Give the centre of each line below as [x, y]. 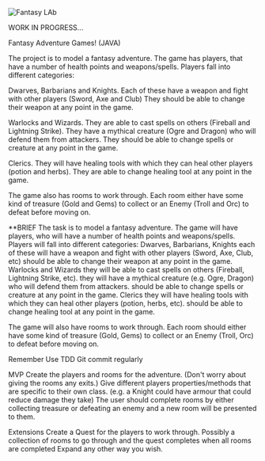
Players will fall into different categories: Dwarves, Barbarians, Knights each [132, 244]
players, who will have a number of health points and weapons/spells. [122, 236]
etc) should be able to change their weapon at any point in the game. [121, 261]
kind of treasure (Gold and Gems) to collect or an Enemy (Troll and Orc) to [129, 204]
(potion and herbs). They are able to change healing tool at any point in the [130, 171]
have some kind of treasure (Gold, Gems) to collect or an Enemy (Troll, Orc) [131, 335]
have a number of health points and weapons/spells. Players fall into [119, 67]
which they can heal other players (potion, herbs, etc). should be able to [126, 303]
